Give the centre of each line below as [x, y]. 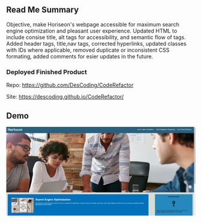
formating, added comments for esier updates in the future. [80, 56]
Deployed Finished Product [47, 72]
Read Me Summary [43, 10]
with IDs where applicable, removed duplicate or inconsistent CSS [88, 50]
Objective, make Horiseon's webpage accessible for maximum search [93, 24]
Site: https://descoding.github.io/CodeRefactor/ [65, 97]
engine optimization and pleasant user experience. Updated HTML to [92, 31]
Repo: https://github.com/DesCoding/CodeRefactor [70, 85]
